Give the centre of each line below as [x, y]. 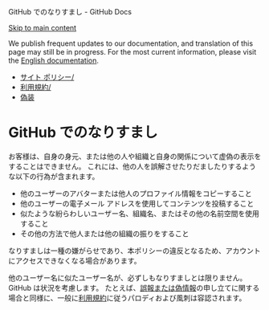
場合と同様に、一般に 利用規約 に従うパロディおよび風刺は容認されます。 [127, 298]
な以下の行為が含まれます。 [54, 176]
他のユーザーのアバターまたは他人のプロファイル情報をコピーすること [136, 193]
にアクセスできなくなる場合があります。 [75, 260]
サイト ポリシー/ [47, 77]
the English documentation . [53, 60]
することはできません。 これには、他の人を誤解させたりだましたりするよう [132, 166]
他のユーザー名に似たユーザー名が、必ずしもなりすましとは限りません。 [128, 277]
